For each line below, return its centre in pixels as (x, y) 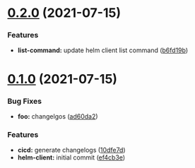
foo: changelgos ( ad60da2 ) (58, 116)
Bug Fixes (25, 101)
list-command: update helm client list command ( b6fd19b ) (103, 50)
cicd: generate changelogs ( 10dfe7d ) (71, 150)
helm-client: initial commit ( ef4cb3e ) (71, 157)
